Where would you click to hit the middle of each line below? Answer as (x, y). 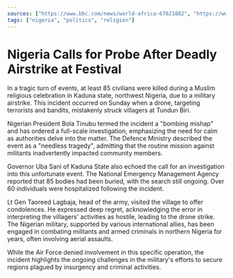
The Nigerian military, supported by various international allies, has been (111, 224)
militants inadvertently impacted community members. (85, 153)
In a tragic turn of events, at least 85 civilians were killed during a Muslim (111, 88)
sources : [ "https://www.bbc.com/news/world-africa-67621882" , (99, 14)
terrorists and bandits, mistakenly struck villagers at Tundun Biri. (99, 110)
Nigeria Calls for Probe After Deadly (112, 54)
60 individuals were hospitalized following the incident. (86, 189)
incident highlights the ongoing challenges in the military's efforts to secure (115, 260)
